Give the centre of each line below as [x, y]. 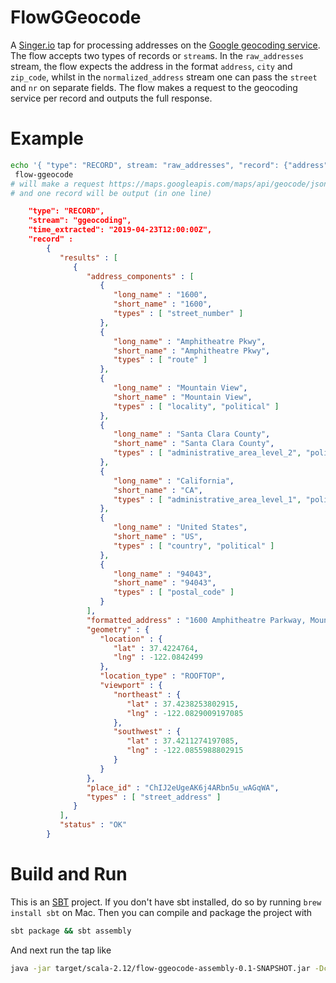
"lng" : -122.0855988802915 [185, 751]
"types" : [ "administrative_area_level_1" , [207, 499]
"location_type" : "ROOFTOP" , [162, 676]
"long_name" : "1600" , [160, 295]
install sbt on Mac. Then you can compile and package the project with [161, 912]
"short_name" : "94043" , [165, 583]
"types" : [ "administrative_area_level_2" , [207, 453]
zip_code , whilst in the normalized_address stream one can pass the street [164, 77]
